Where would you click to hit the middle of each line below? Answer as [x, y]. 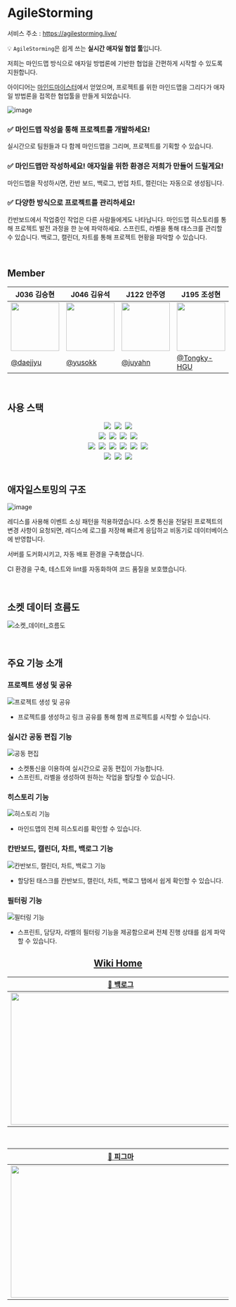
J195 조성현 [201, 294]
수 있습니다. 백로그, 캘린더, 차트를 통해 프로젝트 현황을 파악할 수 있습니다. [107, 237]
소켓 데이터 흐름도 [44, 607]
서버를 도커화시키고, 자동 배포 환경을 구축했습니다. [76, 554]
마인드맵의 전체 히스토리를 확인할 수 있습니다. [79, 829]
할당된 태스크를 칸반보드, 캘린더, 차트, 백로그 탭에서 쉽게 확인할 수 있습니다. [120, 880]
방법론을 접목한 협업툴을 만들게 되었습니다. [73, 96]
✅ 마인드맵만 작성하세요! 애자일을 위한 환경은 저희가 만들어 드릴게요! [116, 166]
